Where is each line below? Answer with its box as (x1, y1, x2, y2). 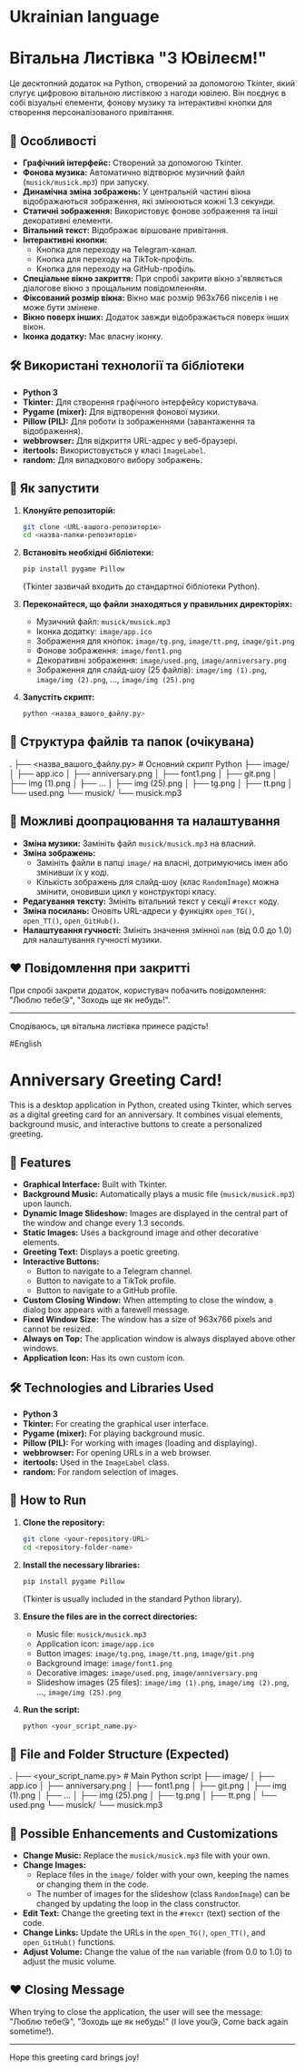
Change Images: (22, 1860, 86, 1871)
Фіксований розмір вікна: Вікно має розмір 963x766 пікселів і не (22, 292, 279, 303)
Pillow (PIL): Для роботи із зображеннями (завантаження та (22, 416, 256, 427)
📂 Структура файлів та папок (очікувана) (9, 734, 255, 750)
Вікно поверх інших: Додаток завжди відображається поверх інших (22, 311, 290, 322)
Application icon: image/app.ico (35, 1638, 154, 1649)
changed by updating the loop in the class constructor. (35, 1899, 241, 1909)
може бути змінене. (22, 301, 101, 312)
